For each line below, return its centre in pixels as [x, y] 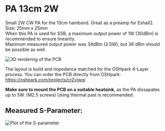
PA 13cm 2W [32, 9]
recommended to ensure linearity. [40, 39]
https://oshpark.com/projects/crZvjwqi [45, 80]
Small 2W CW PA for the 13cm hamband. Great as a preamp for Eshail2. [79, 23]
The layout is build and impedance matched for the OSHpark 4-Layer [77, 69]
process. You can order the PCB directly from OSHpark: [63, 74]
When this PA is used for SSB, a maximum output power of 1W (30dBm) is [82, 33]
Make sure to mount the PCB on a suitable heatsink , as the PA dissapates [82, 89]
